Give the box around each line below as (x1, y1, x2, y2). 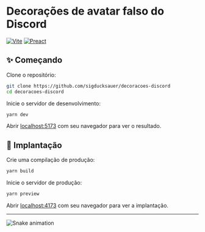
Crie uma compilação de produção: (6, 156, 95, 164)
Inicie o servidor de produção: (6, 179, 82, 186)
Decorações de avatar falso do (6, 4, 165, 18)
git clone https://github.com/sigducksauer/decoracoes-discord (6, 83, 171, 89)
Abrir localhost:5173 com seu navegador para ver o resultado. (6, 122, 162, 130)
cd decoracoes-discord (6, 88, 64, 95)
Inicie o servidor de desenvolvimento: (6, 99, 101, 107)
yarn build (6, 168, 34, 174)
